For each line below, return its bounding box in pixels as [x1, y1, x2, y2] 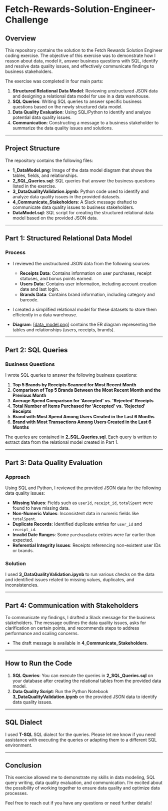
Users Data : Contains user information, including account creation [19, 281, 157, 287]
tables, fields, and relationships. [12, 172, 78, 178]
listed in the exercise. [12, 183, 56, 189]
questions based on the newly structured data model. [12, 104, 123, 109]
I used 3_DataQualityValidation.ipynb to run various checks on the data [5, 571, 155, 578]
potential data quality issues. [12, 114, 71, 120]
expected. [12, 537, 33, 543]
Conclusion [5, 761, 42, 770]
